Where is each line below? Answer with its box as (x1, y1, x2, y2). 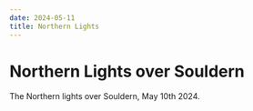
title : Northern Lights (9, 22, 100, 31)
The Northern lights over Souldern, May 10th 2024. (9, 91, 200, 102)
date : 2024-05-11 (9, 13, 76, 23)
